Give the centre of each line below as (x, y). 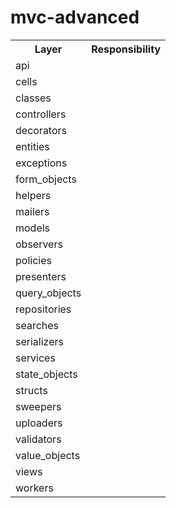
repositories (43, 309)
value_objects (48, 455)
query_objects (48, 293)
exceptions (41, 163)
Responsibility (126, 49)
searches (37, 325)
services (35, 358)
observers (39, 244)
